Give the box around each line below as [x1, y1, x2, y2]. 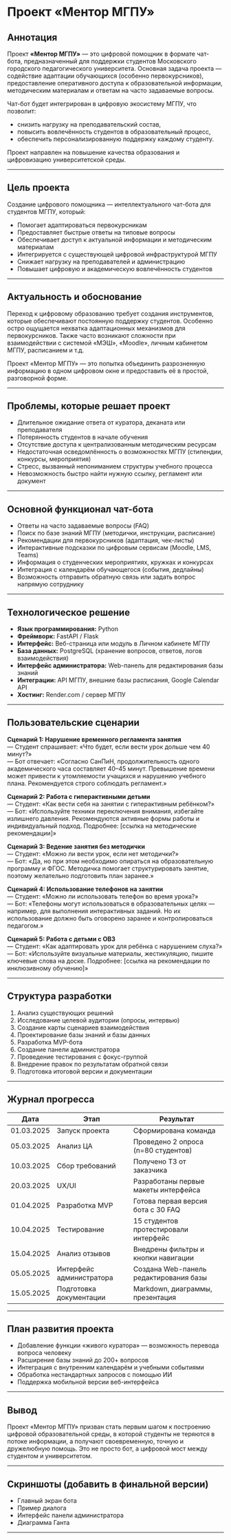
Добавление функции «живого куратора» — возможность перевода [16, 1341, 219, 1349]
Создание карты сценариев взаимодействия [16, 1023, 150, 1031]
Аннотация [7, 32, 58, 43]
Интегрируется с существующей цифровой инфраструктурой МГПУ [16, 250, 218, 258]
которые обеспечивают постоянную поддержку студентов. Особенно [7, 317, 213, 325]
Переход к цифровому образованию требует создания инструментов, [7, 309, 214, 317]
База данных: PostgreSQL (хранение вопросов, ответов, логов [16, 647, 203, 655]
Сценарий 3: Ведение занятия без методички [7, 842, 146, 851]
